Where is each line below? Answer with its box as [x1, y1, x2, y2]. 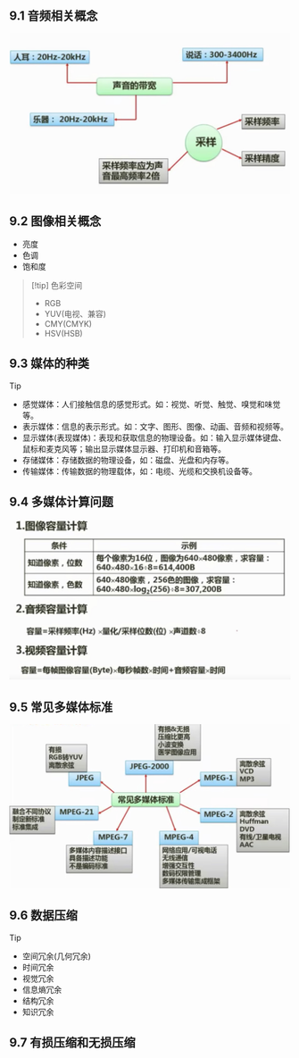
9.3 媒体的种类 [9, 356, 90, 371]
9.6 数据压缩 [9, 908, 79, 923]
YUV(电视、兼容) [44, 309, 107, 320]
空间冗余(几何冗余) [21, 950, 92, 962]
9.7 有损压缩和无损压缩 [9, 1035, 136, 1050]
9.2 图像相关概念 [9, 213, 102, 229]
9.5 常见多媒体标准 [9, 699, 113, 714]
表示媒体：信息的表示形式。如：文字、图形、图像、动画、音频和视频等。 [21, 421, 288, 431]
